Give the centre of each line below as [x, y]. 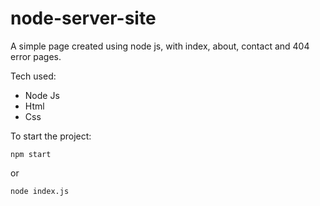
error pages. [36, 56]
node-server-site [83, 18]
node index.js [40, 191]
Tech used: [33, 76]
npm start [31, 154]
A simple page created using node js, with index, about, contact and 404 [160, 46]
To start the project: [51, 136]
